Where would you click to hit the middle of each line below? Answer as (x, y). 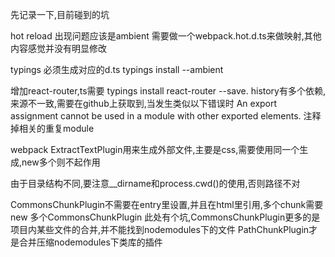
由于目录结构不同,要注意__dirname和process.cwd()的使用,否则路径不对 (155, 183)
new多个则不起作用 (61, 162)
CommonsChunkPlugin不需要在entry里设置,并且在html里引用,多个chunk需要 (167, 204)
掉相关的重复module (52, 128)
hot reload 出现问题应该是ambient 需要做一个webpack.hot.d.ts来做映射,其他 (166, 36)
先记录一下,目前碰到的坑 (60, 14)
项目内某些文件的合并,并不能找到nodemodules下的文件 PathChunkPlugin (160, 229)
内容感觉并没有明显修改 (58, 48)
